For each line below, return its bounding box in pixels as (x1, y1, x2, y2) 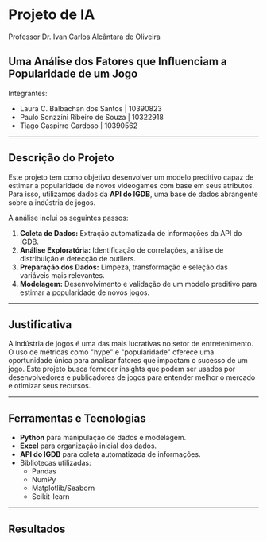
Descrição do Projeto (8, 151, 114, 164)
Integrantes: (8, 88, 48, 98)
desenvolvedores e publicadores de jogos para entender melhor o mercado (8, 373, 256, 382)
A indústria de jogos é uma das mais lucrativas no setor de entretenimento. (8, 339, 254, 349)
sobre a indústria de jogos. (8, 197, 96, 207)
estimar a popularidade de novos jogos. (19, 288, 149, 297)
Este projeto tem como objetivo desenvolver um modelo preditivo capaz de (8, 172, 254, 182)
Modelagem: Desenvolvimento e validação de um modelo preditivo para (19, 279, 257, 288)
